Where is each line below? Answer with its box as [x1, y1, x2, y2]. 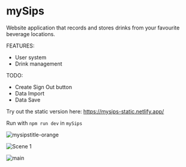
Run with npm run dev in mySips [6, 119, 83, 127]
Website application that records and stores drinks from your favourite [6, 24, 180, 31]
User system [14, 53, 47, 61]
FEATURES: [6, 42, 35, 49]
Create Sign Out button [14, 83, 72, 91]
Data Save [14, 96, 41, 103]
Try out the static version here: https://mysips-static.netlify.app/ [6, 108, 164, 115]
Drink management [14, 60, 62, 67]
